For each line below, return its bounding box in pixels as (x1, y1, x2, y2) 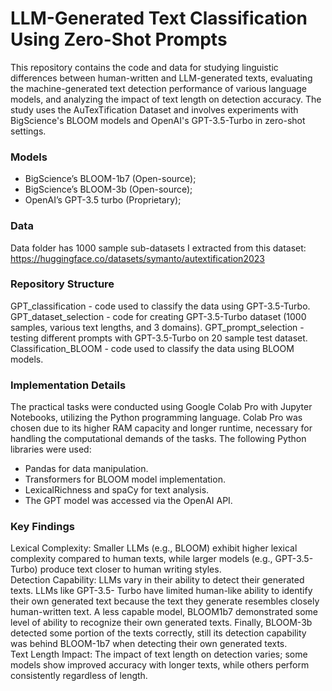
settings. (10, 125, 47, 137)
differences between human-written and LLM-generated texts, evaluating (10, 72, 313, 84)
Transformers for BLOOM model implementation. (24, 473, 226, 486)
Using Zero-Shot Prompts (10, 28, 228, 51)
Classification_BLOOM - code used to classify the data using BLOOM (10, 342, 295, 354)
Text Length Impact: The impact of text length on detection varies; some (10, 648, 308, 661)
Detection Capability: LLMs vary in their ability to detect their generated (10, 574, 305, 586)
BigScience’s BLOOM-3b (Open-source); (24, 183, 193, 196)
